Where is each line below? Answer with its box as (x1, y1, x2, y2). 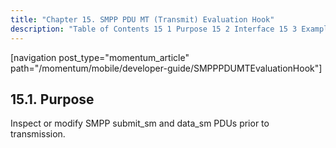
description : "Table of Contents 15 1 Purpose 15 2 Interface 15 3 (10, 24, 298, 34)
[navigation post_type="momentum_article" (10, 51, 190, 63)
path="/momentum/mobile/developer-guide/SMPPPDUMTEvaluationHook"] (10, 62, 323, 74)
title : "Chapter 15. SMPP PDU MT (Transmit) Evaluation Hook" (10, 14, 275, 25)
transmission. (10, 128, 66, 140)
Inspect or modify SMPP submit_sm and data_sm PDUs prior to (10, 117, 270, 130)
